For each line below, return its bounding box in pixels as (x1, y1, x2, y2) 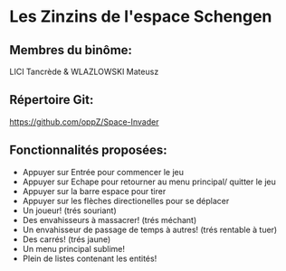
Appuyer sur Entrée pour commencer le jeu (22, 166, 184, 177)
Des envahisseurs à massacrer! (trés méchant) (22, 214, 197, 225)
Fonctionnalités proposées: (9, 143, 167, 158)
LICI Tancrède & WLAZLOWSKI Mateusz (9, 66, 159, 77)
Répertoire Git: (9, 92, 94, 107)
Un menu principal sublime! (22, 243, 125, 254)
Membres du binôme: (9, 42, 133, 58)
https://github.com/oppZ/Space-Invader (9, 116, 159, 127)
